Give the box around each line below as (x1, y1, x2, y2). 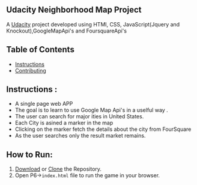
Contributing (14, 67, 46, 74)
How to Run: (6, 150, 53, 160)
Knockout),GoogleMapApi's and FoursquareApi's (6, 27, 127, 34)
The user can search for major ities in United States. (14, 113, 144, 120)
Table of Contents (6, 44, 75, 55)
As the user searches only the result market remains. (14, 132, 146, 139)
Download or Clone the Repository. (14, 165, 102, 173)
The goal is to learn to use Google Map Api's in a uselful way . (14, 106, 168, 114)
